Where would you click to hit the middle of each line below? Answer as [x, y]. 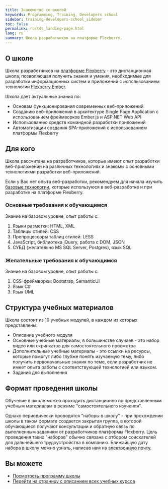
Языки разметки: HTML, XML [44, 226]
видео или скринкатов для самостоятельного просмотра [74, 345]
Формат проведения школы [52, 388]
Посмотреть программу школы [46, 476]
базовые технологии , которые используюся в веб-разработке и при [79, 187]
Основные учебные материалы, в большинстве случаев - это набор [86, 340]
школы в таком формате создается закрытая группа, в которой [73, 421]
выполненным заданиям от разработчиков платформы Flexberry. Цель [81, 432]
